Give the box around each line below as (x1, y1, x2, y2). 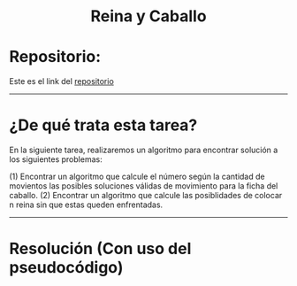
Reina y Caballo (90, 6, 207, 27)
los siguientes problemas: (9, 154, 103, 165)
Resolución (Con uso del (9, 239, 192, 259)
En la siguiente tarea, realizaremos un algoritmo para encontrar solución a (9, 144, 278, 156)
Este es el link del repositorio (9, 76, 115, 87)
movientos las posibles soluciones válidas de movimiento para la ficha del (9, 181, 278, 191)
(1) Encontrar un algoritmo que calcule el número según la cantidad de (9, 171, 265, 182)
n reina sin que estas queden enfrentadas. (9, 199, 164, 210)
